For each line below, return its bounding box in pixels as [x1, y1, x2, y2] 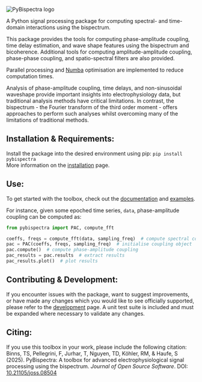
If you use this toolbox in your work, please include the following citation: [6, 343, 187, 351]
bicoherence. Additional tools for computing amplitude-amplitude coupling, [6, 48, 192, 55]
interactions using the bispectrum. [26, 24, 111, 31]
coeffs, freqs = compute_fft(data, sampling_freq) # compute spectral [6, 236, 189, 242]
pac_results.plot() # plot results [6, 258, 98, 264]
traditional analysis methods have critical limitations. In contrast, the [6, 97, 174, 104]
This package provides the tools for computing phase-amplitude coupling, [6, 36, 191, 42]
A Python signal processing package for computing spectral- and [6, 17, 168, 24]
